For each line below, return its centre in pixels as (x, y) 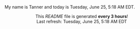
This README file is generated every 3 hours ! (82, 16)
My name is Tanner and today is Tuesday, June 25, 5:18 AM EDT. (70, 7)
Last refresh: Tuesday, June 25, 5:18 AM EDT (82, 22)
